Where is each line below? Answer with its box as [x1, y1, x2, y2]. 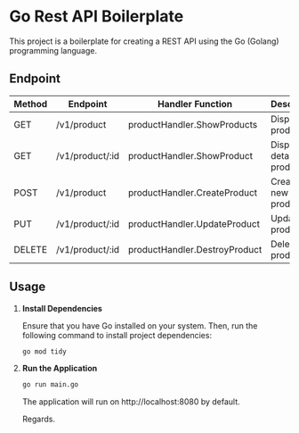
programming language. [9, 45, 98, 55]
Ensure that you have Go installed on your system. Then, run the [21, 320, 258, 331]
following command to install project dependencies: [21, 329, 212, 340]
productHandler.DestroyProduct [127, 243, 263, 255]
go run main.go [21, 380, 79, 389]
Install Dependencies [21, 303, 102, 313]
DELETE [13, 243, 47, 255]
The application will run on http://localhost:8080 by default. [21, 396, 240, 407]
